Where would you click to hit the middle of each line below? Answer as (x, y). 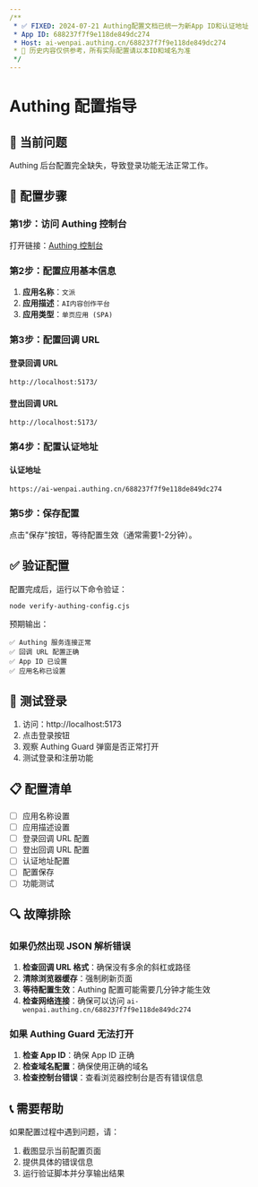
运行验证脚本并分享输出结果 (73, 1174)
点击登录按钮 (46, 735)
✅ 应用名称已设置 (38, 671)
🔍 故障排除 (40, 914)
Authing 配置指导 (73, 106)
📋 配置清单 (41, 789)
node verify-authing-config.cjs (69, 606)
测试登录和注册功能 (58, 758)
